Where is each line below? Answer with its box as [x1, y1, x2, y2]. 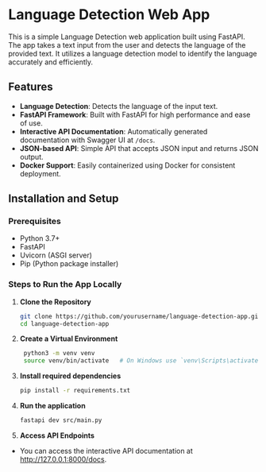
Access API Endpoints [19, 431, 95, 440]
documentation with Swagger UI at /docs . [19, 135, 156, 145]
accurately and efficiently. [8, 57, 94, 67]
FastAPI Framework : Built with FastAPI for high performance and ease [19, 110, 251, 119]
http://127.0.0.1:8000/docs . [19, 455, 107, 464]
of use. [19, 118, 44, 128]
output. [19, 152, 44, 161]
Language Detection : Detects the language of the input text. [19, 101, 218, 110]
